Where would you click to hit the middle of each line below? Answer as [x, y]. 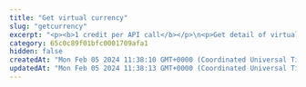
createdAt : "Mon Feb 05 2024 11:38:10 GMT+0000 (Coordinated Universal [148, 60]
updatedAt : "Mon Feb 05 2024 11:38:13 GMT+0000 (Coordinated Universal [148, 69]
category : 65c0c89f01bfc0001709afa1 [79, 43]
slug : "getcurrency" [49, 26]
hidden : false [36, 52]
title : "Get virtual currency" [69, 18]
